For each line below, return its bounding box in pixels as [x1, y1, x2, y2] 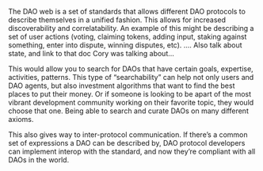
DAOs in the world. [8, 155, 70, 165]
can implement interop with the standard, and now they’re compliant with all [8, 146, 256, 156]
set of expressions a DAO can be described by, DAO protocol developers [8, 139, 246, 147]
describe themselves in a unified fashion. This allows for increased [8, 15, 227, 25]
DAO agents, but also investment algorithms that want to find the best [8, 81, 235, 90]
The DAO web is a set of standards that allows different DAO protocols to [8, 7, 246, 16]
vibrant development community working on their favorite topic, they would [8, 98, 254, 107]
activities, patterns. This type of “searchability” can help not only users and [8, 73, 254, 82]
